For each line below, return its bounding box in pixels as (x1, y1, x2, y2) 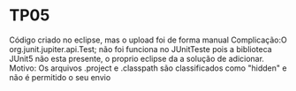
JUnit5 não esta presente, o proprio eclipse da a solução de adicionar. (9, 53, 265, 64)
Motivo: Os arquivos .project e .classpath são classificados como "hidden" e (9, 63, 287, 73)
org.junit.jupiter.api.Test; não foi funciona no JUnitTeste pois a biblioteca (9, 43, 272, 54)
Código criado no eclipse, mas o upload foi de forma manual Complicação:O (9, 34, 287, 45)
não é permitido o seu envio (9, 72, 111, 82)
